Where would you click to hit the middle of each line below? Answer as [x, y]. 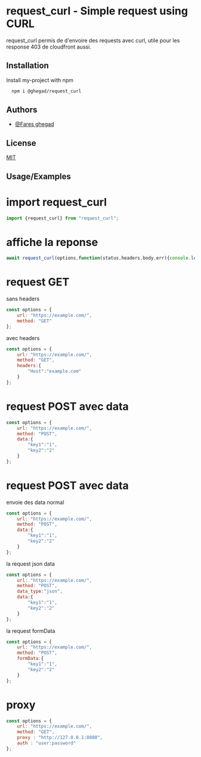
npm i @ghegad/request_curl [47, 91]
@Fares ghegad [34, 124]
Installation [28, 66]
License [21, 143]
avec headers [23, 338]
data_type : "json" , [40, 591]
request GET [38, 282]
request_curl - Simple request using [97, 11]
